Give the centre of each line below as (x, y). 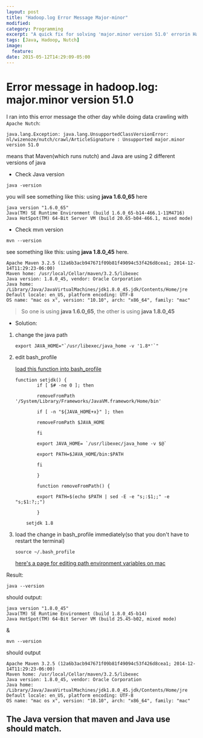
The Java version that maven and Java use (88, 719)
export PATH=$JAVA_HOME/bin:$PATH (80, 454)
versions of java (26, 162)
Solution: (26, 323)
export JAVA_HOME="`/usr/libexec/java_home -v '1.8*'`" (87, 346)
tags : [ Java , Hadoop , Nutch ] (43, 40)
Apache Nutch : (23, 123)
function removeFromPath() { (74, 486)
